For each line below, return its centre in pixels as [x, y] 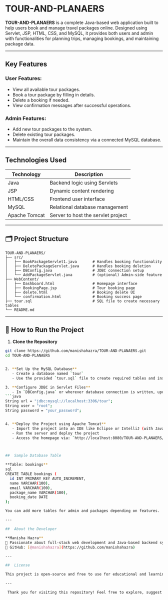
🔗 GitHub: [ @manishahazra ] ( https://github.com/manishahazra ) [70, 547]
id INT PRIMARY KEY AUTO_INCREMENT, [48, 478]
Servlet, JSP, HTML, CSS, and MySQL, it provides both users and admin [79, 33]
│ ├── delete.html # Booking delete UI [70, 292]
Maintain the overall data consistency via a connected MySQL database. [87, 139]
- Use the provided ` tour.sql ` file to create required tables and [83, 378]
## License [17, 565]
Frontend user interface [77, 199]
